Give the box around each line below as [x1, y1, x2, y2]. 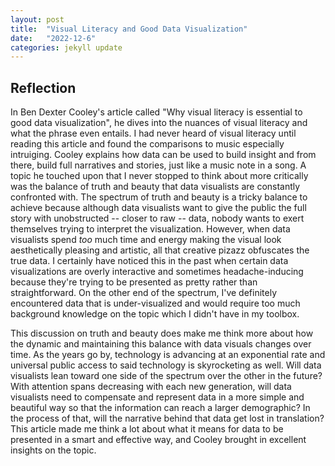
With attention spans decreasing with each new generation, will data [10, 381, 292, 393]
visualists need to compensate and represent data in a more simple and [10, 391, 305, 403]
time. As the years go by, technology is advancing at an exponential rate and [10, 349, 326, 361]
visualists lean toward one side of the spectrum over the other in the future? [10, 370, 323, 382]
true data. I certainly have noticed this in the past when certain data [10, 255, 289, 267]
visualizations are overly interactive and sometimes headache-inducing [10, 266, 304, 278]
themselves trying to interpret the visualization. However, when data [10, 223, 291, 235]
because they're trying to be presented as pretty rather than [10, 276, 258, 288]
